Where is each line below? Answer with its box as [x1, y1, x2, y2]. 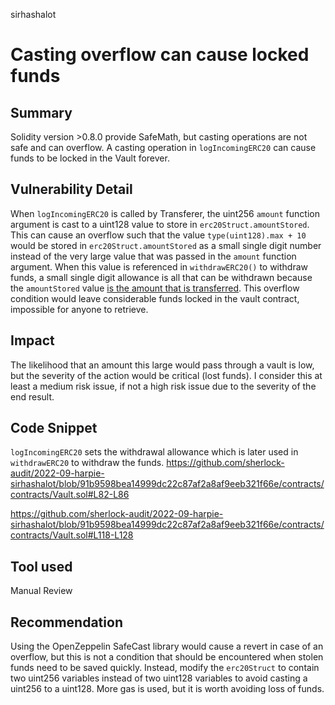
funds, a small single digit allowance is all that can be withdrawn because [10, 271, 313, 283]
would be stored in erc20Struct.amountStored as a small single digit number [10, 239, 322, 251]
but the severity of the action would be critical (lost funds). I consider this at [10, 369, 323, 381]
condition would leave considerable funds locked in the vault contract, [10, 292, 300, 304]
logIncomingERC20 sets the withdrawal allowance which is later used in [10, 446, 299, 458]
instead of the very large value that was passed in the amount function [10, 250, 297, 262]
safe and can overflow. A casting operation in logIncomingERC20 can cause [10, 142, 317, 153]
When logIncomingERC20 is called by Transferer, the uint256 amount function [10, 207, 320, 219]
